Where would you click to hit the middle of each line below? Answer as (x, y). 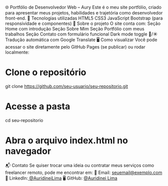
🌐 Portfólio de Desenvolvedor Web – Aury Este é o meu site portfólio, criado (83, 7)
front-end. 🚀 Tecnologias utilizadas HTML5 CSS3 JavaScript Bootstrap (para (84, 18)
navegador (28, 151)
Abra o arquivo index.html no (67, 141)
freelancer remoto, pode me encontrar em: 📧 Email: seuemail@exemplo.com (84, 172)
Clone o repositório (46, 72)
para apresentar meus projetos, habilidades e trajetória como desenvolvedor (84, 13)
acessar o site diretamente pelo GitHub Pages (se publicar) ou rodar (75, 47)
